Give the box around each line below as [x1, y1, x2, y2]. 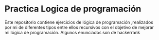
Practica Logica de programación [4, 3, 141, 14]
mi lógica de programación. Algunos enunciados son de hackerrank [4, 29, 141, 35]
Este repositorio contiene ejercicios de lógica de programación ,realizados [4, 19, 154, 25]
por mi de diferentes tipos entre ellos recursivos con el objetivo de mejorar [4, 24, 154, 30]
